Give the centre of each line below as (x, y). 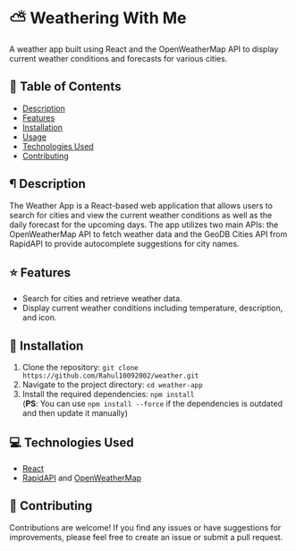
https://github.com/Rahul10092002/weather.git (110, 376)
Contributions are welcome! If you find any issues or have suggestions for (145, 527)
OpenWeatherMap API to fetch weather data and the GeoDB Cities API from (148, 233)
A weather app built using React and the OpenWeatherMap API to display (144, 49)
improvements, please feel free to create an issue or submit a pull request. (146, 537)
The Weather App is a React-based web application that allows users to (141, 205)
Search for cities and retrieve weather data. (102, 299)
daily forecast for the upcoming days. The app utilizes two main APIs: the (144, 225)
